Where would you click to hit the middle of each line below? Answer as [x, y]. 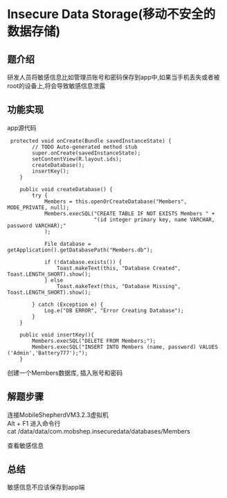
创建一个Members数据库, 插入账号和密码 [65, 373]
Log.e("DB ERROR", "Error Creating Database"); [114, 310]
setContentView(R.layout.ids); [77, 159]
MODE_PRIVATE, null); [38, 207]
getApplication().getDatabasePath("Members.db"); [80, 250]
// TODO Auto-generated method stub [85, 147]
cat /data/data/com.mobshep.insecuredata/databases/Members [99, 431]
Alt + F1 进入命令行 [34, 423]
